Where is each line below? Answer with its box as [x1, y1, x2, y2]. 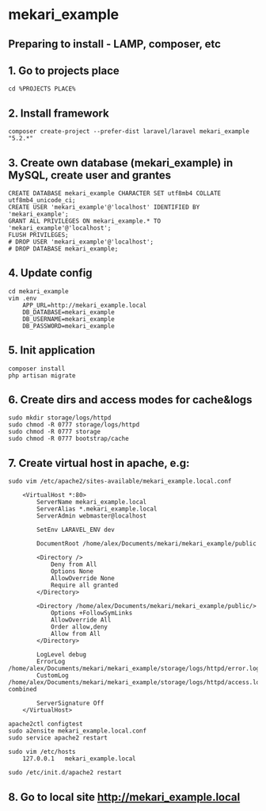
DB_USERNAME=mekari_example [22, 315, 115, 323]
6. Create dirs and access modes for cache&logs [8, 393, 253, 407]
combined [8, 686, 37, 694]
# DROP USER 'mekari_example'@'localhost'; [8, 238, 154, 247]
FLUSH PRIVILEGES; [8, 231, 69, 239]
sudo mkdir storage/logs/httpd [8, 414, 112, 422]
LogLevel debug [36, 651, 87, 659]
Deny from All [50, 560, 97, 568]
